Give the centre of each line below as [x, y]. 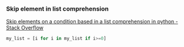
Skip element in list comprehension [57, 9]
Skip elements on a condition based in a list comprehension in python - [92, 22]
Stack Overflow [25, 28]
